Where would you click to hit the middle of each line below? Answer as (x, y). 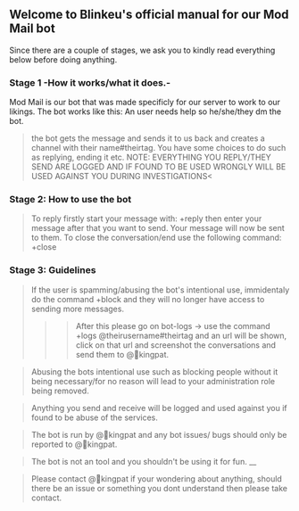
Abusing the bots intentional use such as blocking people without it (154, 371)
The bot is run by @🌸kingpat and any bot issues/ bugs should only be (159, 434)
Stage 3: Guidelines (53, 270)
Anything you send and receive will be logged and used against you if (159, 408)
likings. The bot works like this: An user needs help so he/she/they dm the (145, 111)
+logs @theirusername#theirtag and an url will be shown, (181, 335)
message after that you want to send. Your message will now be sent (158, 228)
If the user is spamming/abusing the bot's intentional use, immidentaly (160, 290)
